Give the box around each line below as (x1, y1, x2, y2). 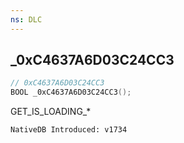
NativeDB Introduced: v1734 (10, 125, 128, 135)
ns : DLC (10, 14, 43, 25)
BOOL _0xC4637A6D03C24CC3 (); (10, 87, 132, 98)
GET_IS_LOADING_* (10, 106, 92, 118)
